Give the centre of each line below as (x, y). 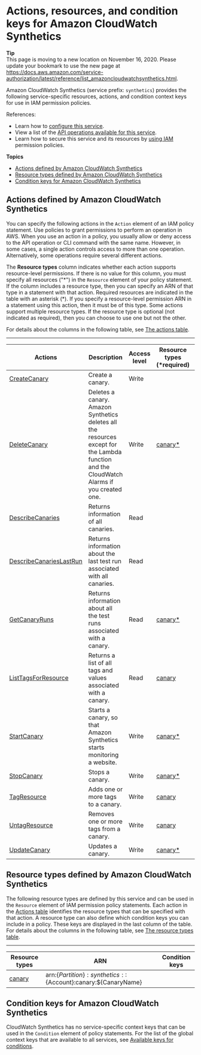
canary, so (103, 717)
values (98, 677)
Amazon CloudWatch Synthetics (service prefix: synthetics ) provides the (96, 90)
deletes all (103, 422)
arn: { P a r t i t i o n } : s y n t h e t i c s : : (86, 975)
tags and (100, 670)
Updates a (103, 846)
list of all (100, 662)
